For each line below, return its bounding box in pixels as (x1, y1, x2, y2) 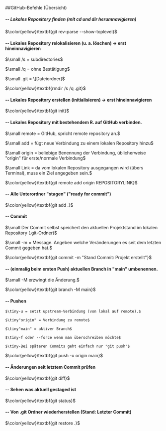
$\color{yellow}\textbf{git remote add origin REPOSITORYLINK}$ (5, 179, 138, 185)
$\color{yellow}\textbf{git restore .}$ (5, 420, 81, 426)
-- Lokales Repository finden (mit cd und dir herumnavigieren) (5, 16, 137, 22)
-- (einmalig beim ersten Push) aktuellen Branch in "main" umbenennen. (5, 266, 158, 272)
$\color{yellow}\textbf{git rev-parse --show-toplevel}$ (5, 28, 118, 34)
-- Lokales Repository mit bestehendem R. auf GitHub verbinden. (5, 119, 143, 125)
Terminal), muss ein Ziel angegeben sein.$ (5, 170, 92, 176)
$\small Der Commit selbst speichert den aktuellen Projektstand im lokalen (5, 224, 158, 230)
